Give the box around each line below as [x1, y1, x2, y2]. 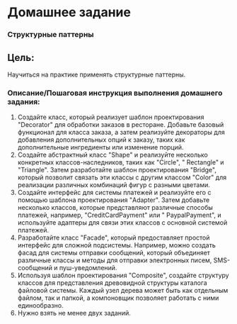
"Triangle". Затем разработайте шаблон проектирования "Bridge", [17, 166, 217, 174]
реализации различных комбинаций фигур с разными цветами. [17, 181, 210, 189]
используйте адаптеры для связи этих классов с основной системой [17, 218, 228, 227]
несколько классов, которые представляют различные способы [17, 203, 214, 212]
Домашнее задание [7, 4, 131, 21]
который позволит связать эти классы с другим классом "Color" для [17, 173, 227, 181]
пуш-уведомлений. [59, 264, 117, 272]
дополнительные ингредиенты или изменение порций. [17, 143, 184, 152]
